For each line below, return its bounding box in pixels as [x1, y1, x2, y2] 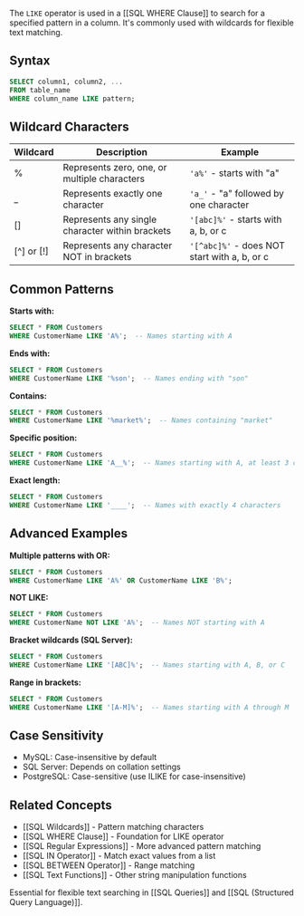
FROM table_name [9, 85, 71, 94]
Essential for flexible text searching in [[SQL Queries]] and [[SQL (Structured [9, 887, 294, 898]
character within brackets [62, 225, 172, 237]
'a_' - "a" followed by [189, 188, 285, 200]
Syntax [9, 53, 51, 69]
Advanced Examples [9, 525, 128, 542]
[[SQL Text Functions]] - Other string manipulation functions [22, 870, 247, 881]
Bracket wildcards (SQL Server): [9, 634, 133, 646]
